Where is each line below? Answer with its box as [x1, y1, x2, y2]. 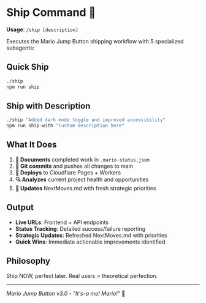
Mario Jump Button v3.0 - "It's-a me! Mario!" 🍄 [6, 290, 126, 297]
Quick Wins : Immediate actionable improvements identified [15, 238, 166, 245]
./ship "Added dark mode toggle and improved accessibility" [6, 117, 166, 123]
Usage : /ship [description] [6, 26, 78, 33]
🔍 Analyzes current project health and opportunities [15, 176, 149, 183]
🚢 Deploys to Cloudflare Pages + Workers [15, 168, 121, 176]
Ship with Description [6, 100, 91, 111]
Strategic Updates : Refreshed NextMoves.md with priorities [15, 231, 167, 239]
